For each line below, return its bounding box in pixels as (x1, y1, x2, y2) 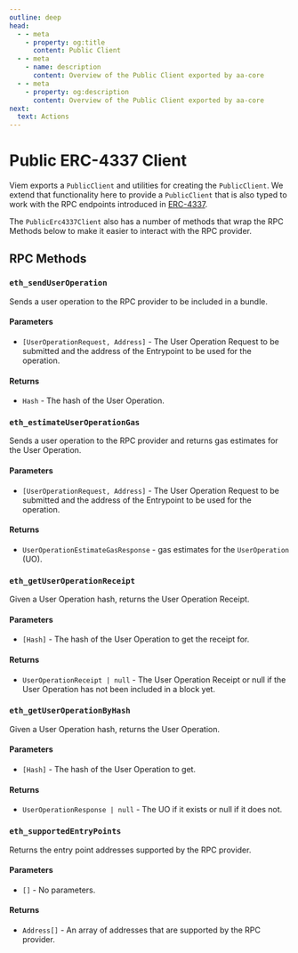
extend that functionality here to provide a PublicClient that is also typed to (9, 190, 287, 200)
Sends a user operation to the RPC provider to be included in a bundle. (9, 295, 269, 307)
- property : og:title (25, 37, 105, 47)
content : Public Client (32, 46, 122, 55)
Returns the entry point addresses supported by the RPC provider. (9, 844, 252, 855)
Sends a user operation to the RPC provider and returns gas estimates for (9, 435, 278, 446)
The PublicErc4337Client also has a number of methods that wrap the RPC (9, 216, 284, 227)
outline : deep (9, 12, 62, 22)
